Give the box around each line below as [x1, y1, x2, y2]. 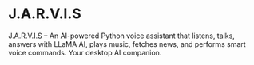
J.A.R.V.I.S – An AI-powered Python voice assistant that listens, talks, [8, 31, 236, 40]
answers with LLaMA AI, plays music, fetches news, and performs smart [8, 39, 246, 48]
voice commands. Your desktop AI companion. [8, 48, 162, 57]
